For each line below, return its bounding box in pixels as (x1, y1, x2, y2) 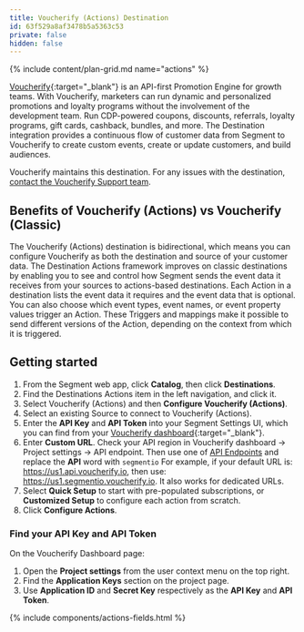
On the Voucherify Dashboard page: (9, 548, 146, 559)
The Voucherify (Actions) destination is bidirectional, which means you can (9, 241, 291, 252)
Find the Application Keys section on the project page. (22, 576, 229, 586)
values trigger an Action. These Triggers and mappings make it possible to (9, 309, 289, 320)
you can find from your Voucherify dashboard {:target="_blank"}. (22, 427, 266, 438)
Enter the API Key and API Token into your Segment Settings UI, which (22, 417, 289, 428)
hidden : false (9, 38, 64, 48)
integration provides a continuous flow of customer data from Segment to (9, 129, 285, 141)
